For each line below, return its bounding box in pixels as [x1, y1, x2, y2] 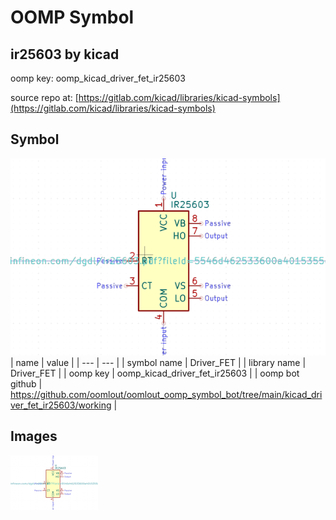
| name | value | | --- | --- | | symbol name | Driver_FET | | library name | [10, 356, 307, 368]
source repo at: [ [10, 92, 79, 103]
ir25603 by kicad [10, 46, 120, 63]
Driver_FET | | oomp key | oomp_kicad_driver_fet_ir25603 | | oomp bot [10, 367, 300, 379]
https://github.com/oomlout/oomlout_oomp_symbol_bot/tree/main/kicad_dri [10, 388, 323, 400]
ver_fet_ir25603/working [10, 399, 112, 411]
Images [10, 428, 58, 445]
